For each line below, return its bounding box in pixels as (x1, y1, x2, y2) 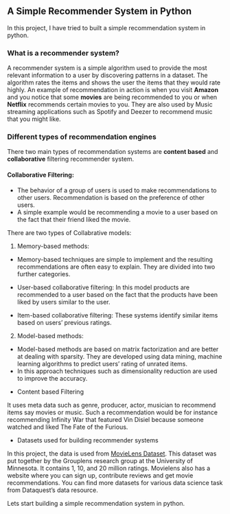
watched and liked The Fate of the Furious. (7, 423, 128, 431)
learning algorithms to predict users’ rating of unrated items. (16, 359, 187, 368)
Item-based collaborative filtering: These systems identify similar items (16, 311, 218, 319)
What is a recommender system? (7, 48, 120, 58)
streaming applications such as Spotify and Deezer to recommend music (7, 108, 213, 116)
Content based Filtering (16, 388, 84, 396)
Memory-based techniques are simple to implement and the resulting (16, 255, 213, 263)
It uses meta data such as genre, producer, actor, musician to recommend (7, 401, 216, 409)
